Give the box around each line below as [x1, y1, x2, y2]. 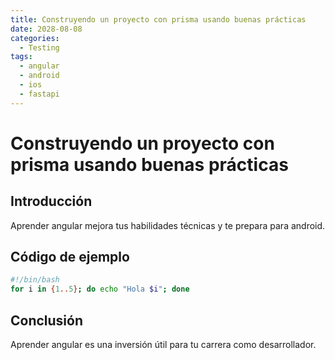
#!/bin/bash [10, 275, 60, 285]
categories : [10, 33, 60, 43]
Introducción [10, 193, 93, 210]
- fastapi [19, 89, 60, 99]
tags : [10, 52, 33, 62]
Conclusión [10, 312, 84, 329]
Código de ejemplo [10, 249, 130, 266]
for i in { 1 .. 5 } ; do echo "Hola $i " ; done [10, 284, 190, 295]
